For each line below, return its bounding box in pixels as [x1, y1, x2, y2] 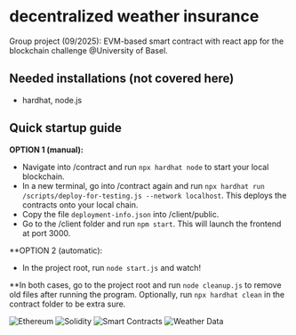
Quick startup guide [9, 120, 123, 135]
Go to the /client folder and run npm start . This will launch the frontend [21, 218, 282, 229]
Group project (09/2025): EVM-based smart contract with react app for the [9, 36, 284, 46]
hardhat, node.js [21, 94, 83, 105]
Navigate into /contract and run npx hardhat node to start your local [21, 161, 269, 172]
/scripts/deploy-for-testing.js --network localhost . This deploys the [21, 190, 287, 200]
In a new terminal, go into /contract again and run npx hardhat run [21, 180, 265, 191]
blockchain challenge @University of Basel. [9, 45, 169, 55]
